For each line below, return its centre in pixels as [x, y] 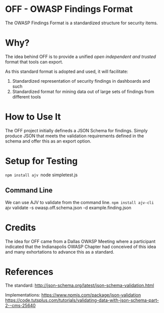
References [29, 272]
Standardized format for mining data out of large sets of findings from [83, 91]
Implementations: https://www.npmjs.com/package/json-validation [73, 295]
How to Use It [33, 117]
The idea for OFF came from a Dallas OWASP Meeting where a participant [80, 241]
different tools [26, 97]
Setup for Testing [41, 161]
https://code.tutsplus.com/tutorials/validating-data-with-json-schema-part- [82, 300]
